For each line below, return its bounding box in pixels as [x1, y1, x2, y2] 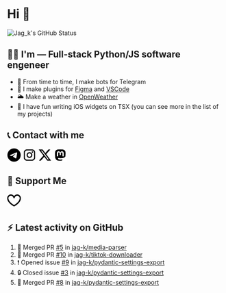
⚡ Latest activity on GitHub [7, 222, 124, 233]
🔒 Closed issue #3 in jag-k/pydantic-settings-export [16, 268, 164, 277]
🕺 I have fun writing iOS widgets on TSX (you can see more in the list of [16, 102, 219, 110]
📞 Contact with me [7, 129, 84, 141]
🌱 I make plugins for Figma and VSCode [16, 85, 130, 93]
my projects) [16, 110, 53, 118]
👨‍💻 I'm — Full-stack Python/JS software [7, 49, 181, 60]
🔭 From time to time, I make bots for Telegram [16, 77, 146, 86]
